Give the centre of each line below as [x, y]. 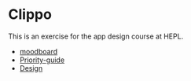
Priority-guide [42, 60]
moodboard [38, 51]
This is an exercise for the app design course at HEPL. [96, 36]
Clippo [30, 15]
